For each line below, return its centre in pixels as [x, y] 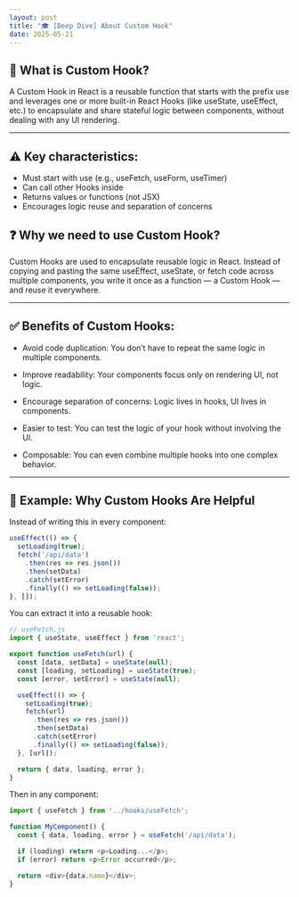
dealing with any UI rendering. [65, 120]
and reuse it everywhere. [55, 290]
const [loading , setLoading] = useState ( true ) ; [107, 671]
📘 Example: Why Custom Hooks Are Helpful [132, 501]
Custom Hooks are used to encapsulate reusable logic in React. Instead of [145, 261]
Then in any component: [54, 794]
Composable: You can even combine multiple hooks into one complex [150, 455]
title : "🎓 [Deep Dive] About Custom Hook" [91, 26]
